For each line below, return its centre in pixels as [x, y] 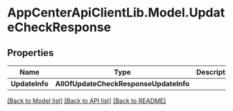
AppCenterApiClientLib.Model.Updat [116, 13]
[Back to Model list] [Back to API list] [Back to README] [87, 101]
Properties [31, 53]
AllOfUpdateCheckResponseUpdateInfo [122, 84]
